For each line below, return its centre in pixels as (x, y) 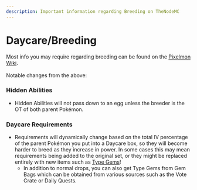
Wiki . (12, 63)
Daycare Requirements (39, 125)
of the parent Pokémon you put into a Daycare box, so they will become (101, 143)
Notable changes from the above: (47, 75)
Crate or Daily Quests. (50, 181)
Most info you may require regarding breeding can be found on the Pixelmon (98, 57)
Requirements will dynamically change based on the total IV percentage (101, 137)
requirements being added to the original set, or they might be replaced (101, 156)
